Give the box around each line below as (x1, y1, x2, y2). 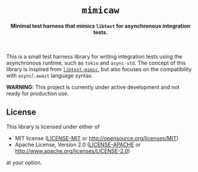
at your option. (6, 159, 42, 166)
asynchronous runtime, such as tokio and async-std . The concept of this (6, 59, 186, 66)
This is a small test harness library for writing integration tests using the (6, 53, 182, 60)
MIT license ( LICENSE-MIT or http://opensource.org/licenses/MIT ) (14, 134, 179, 142)
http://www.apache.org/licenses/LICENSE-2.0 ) (14, 147, 130, 154)
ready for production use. (6, 90, 69, 97)
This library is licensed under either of (6, 123, 100, 130)
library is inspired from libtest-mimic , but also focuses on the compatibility (6, 65, 192, 73)
